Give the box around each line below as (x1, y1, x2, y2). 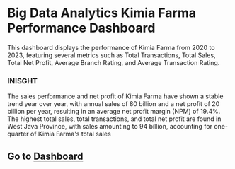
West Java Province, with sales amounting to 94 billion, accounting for (7, 122, 212, 131)
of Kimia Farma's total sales (30, 129, 111, 139)
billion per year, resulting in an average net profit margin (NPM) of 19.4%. (7, 107, 221, 116)
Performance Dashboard (7, 20, 156, 36)
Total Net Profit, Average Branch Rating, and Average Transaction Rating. (7, 58, 220, 66)
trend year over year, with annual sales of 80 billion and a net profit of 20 (7, 100, 220, 108)
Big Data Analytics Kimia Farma (7, 5, 197, 21)
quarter (7, 129, 30, 139)
